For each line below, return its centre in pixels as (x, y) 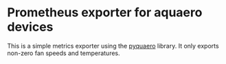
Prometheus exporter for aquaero (105, 13)
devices (30, 27)
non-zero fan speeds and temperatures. (64, 53)
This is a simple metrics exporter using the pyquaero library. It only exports (113, 46)
